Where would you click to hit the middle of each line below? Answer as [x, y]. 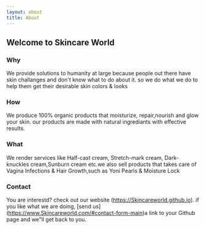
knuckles [18, 164]
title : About [23, 18]
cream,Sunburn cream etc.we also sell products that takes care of [114, 164]
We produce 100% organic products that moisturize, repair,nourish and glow [102, 115]
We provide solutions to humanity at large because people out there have [99, 73]
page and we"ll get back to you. [47, 220]
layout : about [24, 12]
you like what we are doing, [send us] [54, 206]
